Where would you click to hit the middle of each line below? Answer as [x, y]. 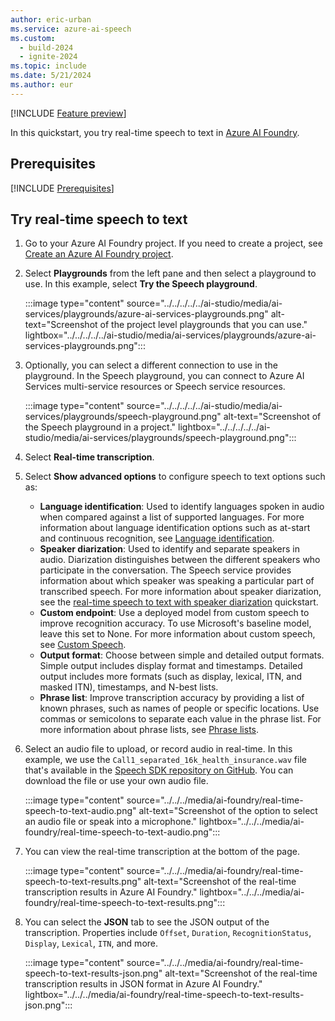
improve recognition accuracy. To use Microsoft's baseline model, [175, 623]
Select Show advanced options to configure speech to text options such [175, 477]
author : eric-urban [51, 19]
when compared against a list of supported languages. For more [172, 517]
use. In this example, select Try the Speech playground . [141, 284]
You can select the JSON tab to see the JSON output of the [147, 922]
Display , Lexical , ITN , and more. [91, 943]
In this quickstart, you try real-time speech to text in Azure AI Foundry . [155, 132]
